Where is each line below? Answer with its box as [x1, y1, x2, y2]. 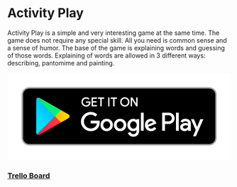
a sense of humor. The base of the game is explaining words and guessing [7, 43, 226, 52]
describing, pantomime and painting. [7, 58, 115, 67]
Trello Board [7, 171, 50, 181]
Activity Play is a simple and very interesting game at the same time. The [7, 28, 220, 37]
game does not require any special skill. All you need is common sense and [7, 36, 227, 44]
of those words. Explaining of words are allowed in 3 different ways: [7, 51, 206, 60]
